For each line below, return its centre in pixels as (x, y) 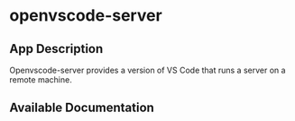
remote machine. (41, 80)
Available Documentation (82, 108)
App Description (56, 49)
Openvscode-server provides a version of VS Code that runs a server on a (147, 70)
